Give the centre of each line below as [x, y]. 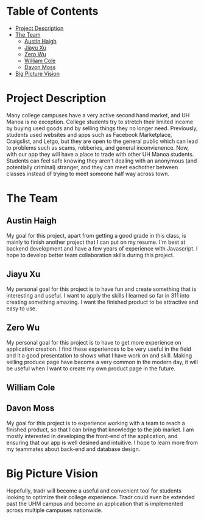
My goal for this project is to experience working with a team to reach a [96, 423]
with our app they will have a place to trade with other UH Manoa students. [100, 154]
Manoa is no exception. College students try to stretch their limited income [100, 122]
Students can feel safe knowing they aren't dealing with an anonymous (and [102, 161]
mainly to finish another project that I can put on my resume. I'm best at [96, 242]
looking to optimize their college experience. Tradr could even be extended [100, 497]
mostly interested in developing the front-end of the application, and [92, 436]
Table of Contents [52, 11]
